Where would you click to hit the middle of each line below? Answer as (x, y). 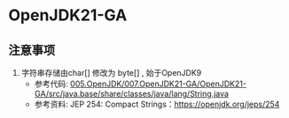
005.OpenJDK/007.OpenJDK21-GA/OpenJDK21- (158, 84)
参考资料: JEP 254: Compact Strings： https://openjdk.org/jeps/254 (157, 104)
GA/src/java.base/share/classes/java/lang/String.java (132, 94)
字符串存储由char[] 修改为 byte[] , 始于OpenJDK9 (111, 73)
